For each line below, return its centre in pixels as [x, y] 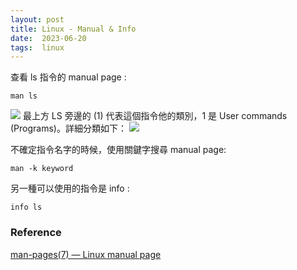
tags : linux [37, 47]
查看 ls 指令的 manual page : [68, 77]
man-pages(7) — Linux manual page [86, 254]
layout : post [37, 19]
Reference [36, 233]
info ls [26, 207]
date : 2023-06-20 [48, 38]
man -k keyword [42, 169]
